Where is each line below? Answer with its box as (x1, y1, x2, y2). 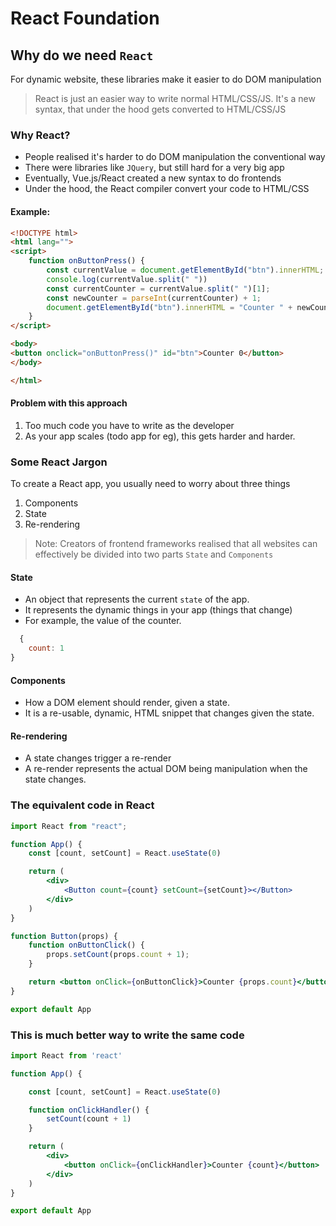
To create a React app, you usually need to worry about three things (10, 478, 291, 490)
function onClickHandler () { (28, 1105, 150, 1115)
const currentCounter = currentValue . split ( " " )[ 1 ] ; (46, 283, 271, 294)
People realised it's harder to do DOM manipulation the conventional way (24, 151, 326, 163)
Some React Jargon (10, 455, 108, 469)
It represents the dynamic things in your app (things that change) (24, 604, 293, 616)
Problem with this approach (10, 397, 128, 409)
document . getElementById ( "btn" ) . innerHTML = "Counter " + (46, 302, 293, 312)
